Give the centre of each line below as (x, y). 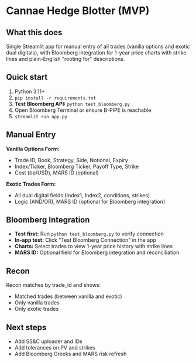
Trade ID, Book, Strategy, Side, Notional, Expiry (71, 160)
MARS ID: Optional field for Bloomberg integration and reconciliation (97, 252)
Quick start (27, 77)
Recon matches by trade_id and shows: (54, 285)
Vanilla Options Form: (33, 149)
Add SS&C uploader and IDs (49, 341)
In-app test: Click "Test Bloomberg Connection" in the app (85, 240)
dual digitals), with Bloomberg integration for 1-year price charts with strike (96, 53)
